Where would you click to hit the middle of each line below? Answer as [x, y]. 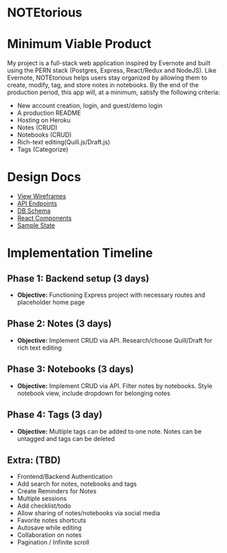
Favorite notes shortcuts [52, 521]
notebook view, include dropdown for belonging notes [94, 393]
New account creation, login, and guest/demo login [90, 106]
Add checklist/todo [44, 506]
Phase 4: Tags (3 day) [55, 415]
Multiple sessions [42, 499]
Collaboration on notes [49, 535]
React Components [44, 218]
